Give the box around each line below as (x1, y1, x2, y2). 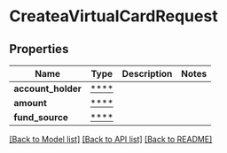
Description (121, 68, 173, 80)
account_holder (13, 82, 82, 95)
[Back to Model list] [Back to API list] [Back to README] (9, 134, 213, 144)
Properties (9, 42, 69, 57)
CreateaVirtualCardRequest (9, 6, 219, 27)
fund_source (13, 111, 69, 123)
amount (13, 97, 47, 109)
